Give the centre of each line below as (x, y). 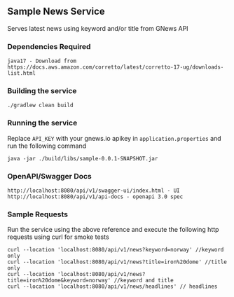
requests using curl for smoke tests (58, 237)
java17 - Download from (42, 61)
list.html (22, 74)
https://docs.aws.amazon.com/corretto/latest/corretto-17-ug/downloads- (116, 67)
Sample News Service (56, 12)
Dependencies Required (49, 46)
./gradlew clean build (40, 105)
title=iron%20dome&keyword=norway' (59, 281)
